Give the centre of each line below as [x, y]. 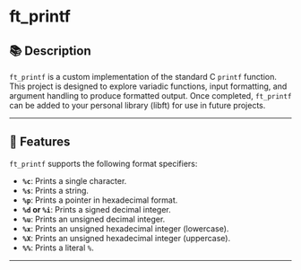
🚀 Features [40, 142]
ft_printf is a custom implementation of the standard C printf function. [143, 77]
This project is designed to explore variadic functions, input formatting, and [148, 86]
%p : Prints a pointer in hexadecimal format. [100, 200]
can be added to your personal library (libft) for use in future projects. [138, 105]
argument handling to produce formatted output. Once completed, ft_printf [150, 96]
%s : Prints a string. [56, 190]
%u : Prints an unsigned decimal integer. [94, 219]
